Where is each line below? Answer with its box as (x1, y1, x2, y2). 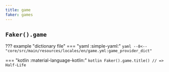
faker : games (5, 12, 33, 17)
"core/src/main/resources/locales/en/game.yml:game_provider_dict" (5, 49, 153, 54)
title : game (5, 7, 31, 13)
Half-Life (5, 63, 27, 68)
